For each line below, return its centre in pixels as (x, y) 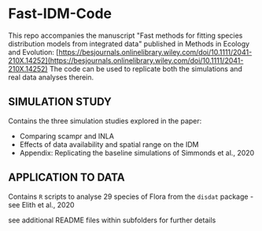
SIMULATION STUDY (60, 102)
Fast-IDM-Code (60, 14)
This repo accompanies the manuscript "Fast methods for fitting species (125, 35)
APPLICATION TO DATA (66, 178)
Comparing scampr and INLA (66, 136)
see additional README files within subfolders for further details (112, 220)
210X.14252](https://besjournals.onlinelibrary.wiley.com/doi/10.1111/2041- (126, 60)
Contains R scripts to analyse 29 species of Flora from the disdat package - (131, 196)
